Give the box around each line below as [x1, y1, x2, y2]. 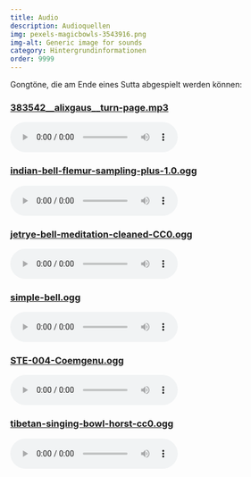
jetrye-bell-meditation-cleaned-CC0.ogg [10, 228, 193, 240]
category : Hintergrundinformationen [10, 46, 146, 55]
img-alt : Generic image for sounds [10, 38, 143, 47]
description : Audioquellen [10, 21, 111, 30]
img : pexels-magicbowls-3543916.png [10, 29, 146, 38]
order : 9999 [10, 54, 54, 63]
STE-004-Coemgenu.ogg [10, 355, 124, 367]
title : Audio [10, 13, 59, 22]
